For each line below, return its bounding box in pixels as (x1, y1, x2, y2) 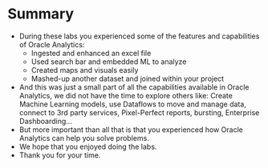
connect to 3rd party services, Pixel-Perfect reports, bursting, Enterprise (18, 107, 260, 117)
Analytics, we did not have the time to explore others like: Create (18, 90, 233, 100)
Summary (7, 5, 74, 23)
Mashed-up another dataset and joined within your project (30, 74, 225, 83)
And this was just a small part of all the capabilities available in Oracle (18, 82, 250, 92)
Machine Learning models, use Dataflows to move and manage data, (18, 99, 246, 109)
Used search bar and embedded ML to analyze (30, 57, 187, 66)
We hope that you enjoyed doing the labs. (18, 142, 157, 151)
